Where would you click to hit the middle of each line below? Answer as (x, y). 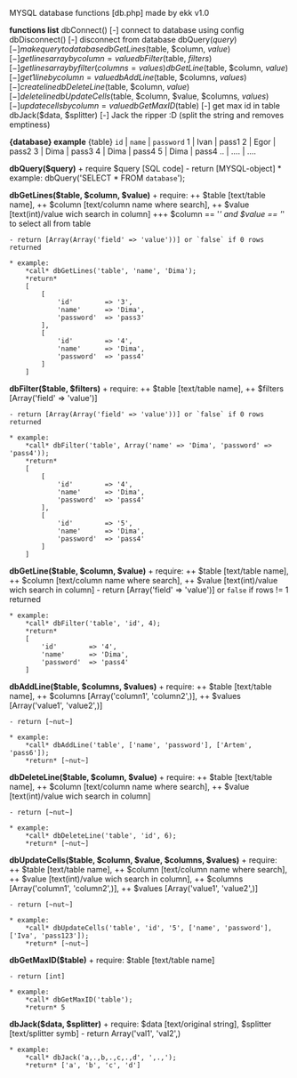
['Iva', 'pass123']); (49, 936)
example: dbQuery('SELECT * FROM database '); (97, 178)
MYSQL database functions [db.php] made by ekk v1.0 (109, 13)
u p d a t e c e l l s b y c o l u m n (60, 105)
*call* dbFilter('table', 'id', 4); (93, 623)
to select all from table (50, 223)
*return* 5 (45, 1008)
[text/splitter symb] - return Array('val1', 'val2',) (95, 1034)
